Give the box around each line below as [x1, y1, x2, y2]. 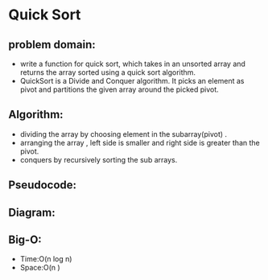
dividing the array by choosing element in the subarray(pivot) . [19, 129, 228, 138]
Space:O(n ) [19, 263, 60, 273]
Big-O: [8, 233, 42, 246]
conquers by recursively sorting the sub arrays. [19, 154, 178, 164]
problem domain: [8, 38, 96, 51]
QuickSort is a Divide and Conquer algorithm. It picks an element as [19, 76, 245, 85]
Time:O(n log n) [19, 254, 72, 264]
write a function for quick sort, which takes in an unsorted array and [19, 59, 245, 68]
